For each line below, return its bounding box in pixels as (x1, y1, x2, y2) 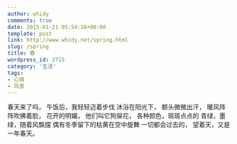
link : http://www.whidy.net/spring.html (7, 37, 129, 44)
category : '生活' (7, 63, 57, 70)
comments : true (7, 17, 53, 24)
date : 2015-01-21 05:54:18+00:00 (7, 23, 106, 30)
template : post (7, 30, 53, 37)
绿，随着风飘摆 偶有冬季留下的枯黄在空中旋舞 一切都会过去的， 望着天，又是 (7, 121, 231, 129)
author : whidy (7, 10, 50, 18)
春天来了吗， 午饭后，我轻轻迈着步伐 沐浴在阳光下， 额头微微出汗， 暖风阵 (7, 103, 226, 112)
